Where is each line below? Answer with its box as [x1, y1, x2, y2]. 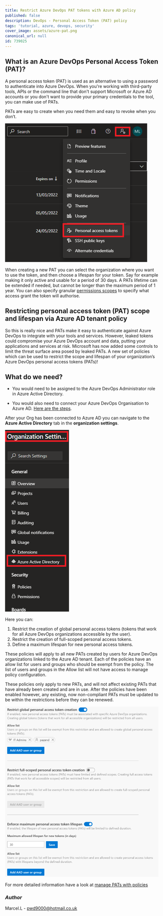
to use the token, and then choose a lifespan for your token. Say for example [5, 272, 159, 278]
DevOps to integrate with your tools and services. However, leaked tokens [5, 333, 153, 339]
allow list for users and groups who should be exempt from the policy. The [5, 661, 154, 667]
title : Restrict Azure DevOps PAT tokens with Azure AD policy [5, 8, 136, 13]
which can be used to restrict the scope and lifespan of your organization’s [5, 353, 155, 359]
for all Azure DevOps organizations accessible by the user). [12, 631, 131, 637]
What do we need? [5, 373, 63, 381]
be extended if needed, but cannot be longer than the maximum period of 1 [5, 282, 156, 288]
